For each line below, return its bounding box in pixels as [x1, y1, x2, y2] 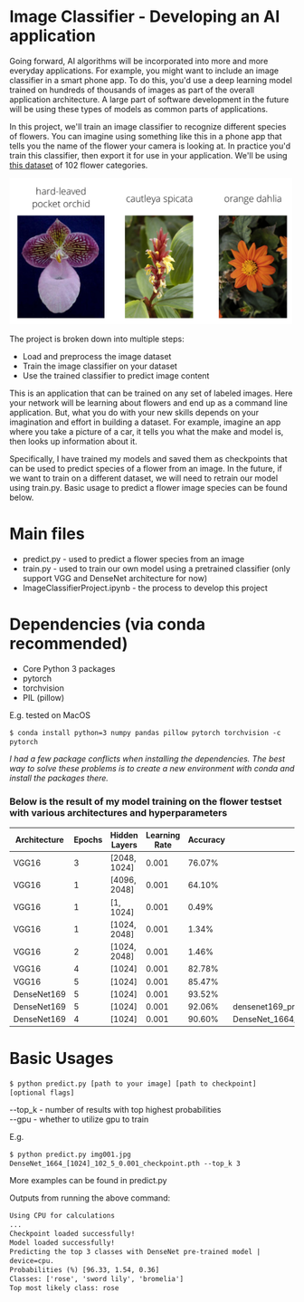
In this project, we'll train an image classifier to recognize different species [9, 120, 287, 132]
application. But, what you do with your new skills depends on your [9, 407, 260, 418]
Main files [9, 523, 85, 544]
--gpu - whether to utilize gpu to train [9, 1114, 149, 1125]
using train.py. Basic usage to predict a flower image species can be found [9, 483, 288, 493]
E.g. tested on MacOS [9, 710, 90, 721]
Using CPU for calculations [9, 1211, 116, 1220]
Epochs [73, 835, 103, 846]
